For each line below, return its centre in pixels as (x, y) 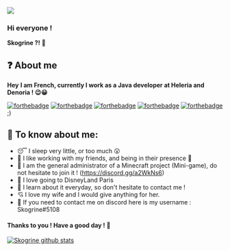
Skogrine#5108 (38, 209)
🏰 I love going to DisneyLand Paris (65, 180)
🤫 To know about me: (53, 134)
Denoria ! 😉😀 (27, 92)
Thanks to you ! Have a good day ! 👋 (59, 225)
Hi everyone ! (30, 28)
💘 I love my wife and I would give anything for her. (88, 194)
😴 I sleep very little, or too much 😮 (69, 150)
